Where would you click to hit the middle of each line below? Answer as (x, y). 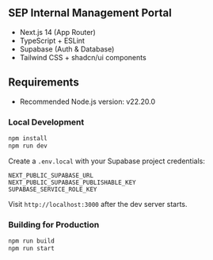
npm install (28, 138)
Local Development (46, 122)
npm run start (32, 248)
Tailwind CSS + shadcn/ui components (83, 57)
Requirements (44, 82)
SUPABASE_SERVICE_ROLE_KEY (53, 189)
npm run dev (28, 146)
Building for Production (54, 224)
